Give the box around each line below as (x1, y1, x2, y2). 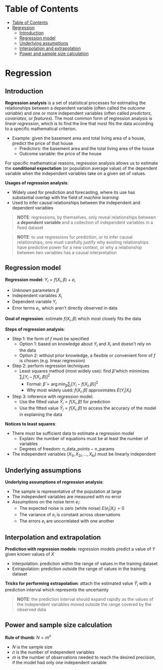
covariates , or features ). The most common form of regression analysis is (5, 115, 152, 121)
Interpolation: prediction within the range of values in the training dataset (12, 561, 158, 567)
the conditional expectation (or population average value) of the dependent (5, 165, 158, 171)
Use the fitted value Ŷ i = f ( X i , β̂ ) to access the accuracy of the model (19, 405, 157, 412)
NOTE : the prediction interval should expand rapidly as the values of (16, 596, 154, 602)
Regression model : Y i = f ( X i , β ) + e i (5, 277, 76, 283)
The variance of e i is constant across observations (19, 512, 120, 519)
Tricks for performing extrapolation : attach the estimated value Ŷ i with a (5, 580, 151, 588)
